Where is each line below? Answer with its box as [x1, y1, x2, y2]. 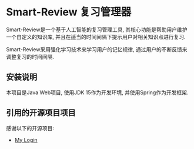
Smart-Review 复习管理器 [6, 5, 132, 19]
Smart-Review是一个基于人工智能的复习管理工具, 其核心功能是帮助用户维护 [6, 26, 188, 33]
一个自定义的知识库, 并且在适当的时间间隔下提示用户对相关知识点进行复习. [6, 33, 186, 40]
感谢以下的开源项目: [6, 124, 55, 131]
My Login [14, 136, 38, 143]
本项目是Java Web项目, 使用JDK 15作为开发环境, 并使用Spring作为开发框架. [6, 89, 189, 96]
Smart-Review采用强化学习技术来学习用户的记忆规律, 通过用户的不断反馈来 [6, 45, 188, 53]
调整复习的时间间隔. [6, 53, 55, 60]
